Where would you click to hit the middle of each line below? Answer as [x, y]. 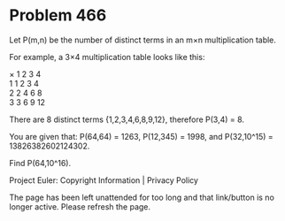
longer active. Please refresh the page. [80, 206]
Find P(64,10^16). [40, 163]
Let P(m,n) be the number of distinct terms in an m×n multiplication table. [143, 40]
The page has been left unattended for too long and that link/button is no [142, 197]
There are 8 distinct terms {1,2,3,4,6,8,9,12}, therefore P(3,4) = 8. [127, 119]
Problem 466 [58, 15]
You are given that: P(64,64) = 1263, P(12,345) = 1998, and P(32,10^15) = [142, 136]
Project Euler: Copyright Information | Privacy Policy [104, 180]
